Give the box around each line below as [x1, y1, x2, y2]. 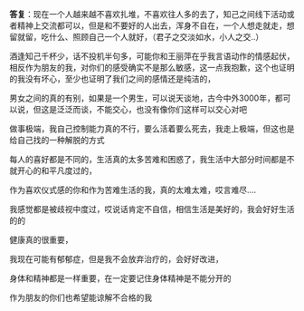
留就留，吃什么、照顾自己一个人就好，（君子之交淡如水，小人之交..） [9, 32, 264, 42]
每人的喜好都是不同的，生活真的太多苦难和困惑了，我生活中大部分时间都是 [9, 154, 287, 164]
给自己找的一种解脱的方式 [9, 135, 105, 145]
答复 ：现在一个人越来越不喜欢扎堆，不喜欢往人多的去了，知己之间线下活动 [9, 9, 287, 19]
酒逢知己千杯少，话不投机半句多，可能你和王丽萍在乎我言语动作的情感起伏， [9, 51, 295, 62]
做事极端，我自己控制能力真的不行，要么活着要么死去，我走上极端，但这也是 [9, 123, 295, 134]
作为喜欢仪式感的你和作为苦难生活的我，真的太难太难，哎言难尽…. [9, 185, 257, 195]
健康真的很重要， [9, 235, 73, 245]
